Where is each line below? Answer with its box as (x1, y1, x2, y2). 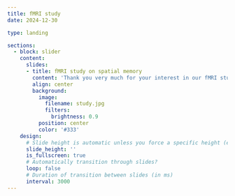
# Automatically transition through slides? (25, 158, 158, 166)
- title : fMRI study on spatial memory (25, 68, 142, 75)
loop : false (25, 165, 61, 172)
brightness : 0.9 (51, 113, 99, 121)
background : (32, 87, 68, 94)
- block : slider (13, 48, 61, 56)
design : (20, 133, 42, 140)
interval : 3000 (25, 178, 71, 185)
